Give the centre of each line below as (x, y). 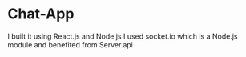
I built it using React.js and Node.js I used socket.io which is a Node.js (123, 36)
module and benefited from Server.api (70, 44)
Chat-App (41, 14)
